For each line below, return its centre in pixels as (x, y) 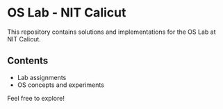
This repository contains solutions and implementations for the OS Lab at (111, 32)
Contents (28, 61)
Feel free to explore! (36, 98)
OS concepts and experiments (60, 85)
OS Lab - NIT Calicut (67, 13)
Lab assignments (42, 77)
